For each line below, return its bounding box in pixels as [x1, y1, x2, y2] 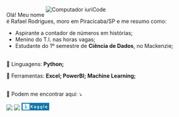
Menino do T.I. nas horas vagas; [15, 36, 96, 43]
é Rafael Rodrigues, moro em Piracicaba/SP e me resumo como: [6, 18, 167, 25]
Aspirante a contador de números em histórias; [15, 30, 133, 36]
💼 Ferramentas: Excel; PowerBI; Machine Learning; [6, 72, 137, 79]
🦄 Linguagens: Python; [6, 61, 64, 67]
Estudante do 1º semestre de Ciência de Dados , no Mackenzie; [15, 42, 174, 49]
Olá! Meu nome [6, 12, 45, 18]
